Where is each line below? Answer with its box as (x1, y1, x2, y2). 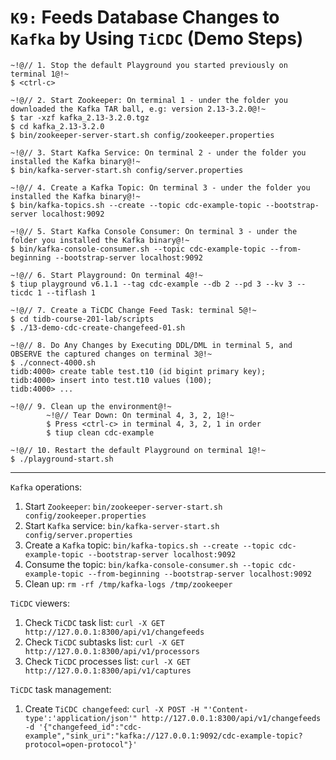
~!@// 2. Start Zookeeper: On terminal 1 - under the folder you (10, 95, 288, 105)
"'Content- (203, 704, 249, 715)
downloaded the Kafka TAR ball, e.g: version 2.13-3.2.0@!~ (10, 104, 267, 114)
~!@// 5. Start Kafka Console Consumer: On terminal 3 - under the (10, 226, 298, 236)
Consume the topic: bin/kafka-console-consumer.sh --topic (24, 558, 275, 570)
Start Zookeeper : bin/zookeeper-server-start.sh (24, 500, 223, 512)
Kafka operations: (10, 481, 83, 493)
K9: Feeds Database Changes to (10, 6, 280, 29)
